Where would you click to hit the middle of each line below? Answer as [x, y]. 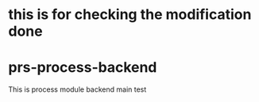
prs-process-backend [83, 68]
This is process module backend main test [77, 89]
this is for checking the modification [130, 15]
